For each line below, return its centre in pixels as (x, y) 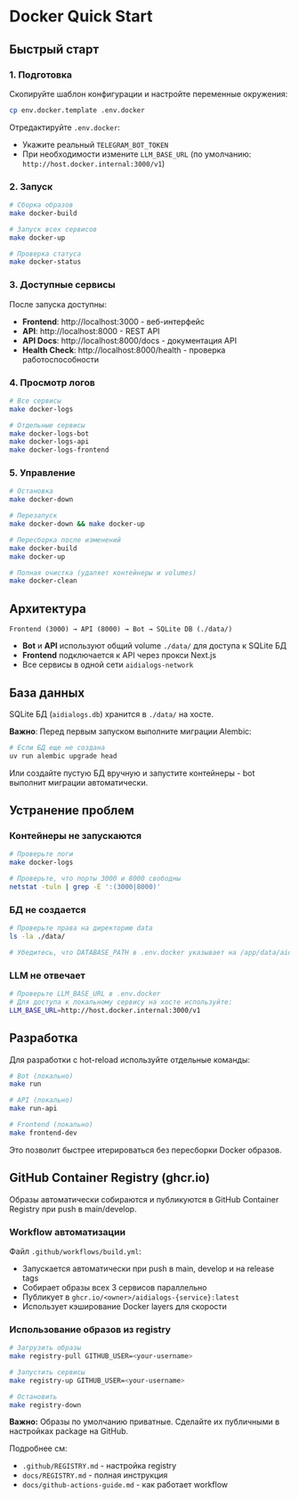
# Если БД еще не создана (57, 747)
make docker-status (45, 262)
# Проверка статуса (45, 254)
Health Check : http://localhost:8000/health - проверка (124, 350)
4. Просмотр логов (52, 382)
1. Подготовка (41, 75)
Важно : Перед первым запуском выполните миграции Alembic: (130, 731)
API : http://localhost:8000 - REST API (91, 330)
